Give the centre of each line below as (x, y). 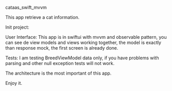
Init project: (17, 27)
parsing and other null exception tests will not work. (60, 63)
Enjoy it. (14, 83)
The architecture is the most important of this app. (59, 73)
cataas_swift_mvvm (26, 7)
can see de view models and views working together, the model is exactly (83, 42)
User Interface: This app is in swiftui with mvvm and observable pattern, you (86, 37)
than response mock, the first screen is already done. (62, 48)
